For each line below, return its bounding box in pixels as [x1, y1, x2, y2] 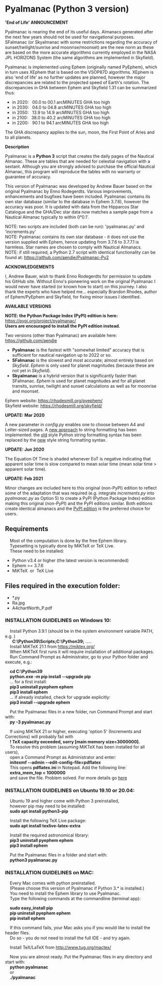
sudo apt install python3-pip [9, 808, 69, 814]
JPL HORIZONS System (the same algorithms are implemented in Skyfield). [5, 54, 155, 60]
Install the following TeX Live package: [9, 818, 87, 823]
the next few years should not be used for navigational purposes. [5, 34, 135, 40]
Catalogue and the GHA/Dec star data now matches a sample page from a [5, 209, 153, 214]
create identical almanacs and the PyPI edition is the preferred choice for [5, 506, 151, 511]
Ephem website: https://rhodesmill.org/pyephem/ [5, 397, 103, 403]
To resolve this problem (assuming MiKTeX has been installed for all [9, 744, 145, 750]
